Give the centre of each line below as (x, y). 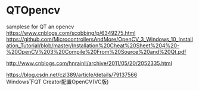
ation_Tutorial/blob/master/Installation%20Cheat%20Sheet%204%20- (93, 45)
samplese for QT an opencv (40, 27)
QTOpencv (33, 10)
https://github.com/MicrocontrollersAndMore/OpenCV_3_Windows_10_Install (100, 39)
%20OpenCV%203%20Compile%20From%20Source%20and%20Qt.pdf (96, 51)
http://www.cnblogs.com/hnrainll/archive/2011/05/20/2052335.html (89, 63)
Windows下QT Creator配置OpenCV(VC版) (57, 82)
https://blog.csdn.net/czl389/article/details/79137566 (72, 74)
